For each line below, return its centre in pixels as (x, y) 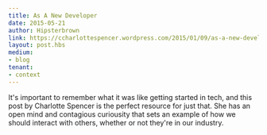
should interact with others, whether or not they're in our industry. (116, 122)
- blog (19, 60)
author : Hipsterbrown (44, 30)
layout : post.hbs (37, 45)
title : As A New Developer (53, 15)
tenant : (21, 67)
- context (25, 75)
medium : (21, 52)
